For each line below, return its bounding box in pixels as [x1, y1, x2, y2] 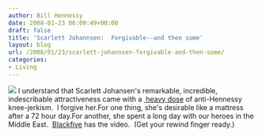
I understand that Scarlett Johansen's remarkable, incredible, [17, 86, 218, 95]
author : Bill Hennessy [8, 11, 83, 20]
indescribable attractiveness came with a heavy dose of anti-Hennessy [8, 94, 243, 104]
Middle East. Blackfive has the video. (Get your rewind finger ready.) [8, 120, 235, 129]
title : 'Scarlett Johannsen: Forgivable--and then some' [8, 33, 203, 42]
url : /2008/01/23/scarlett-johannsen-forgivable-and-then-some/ [8, 48, 225, 56]
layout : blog [8, 41, 51, 49]
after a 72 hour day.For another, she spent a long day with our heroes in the [8, 111, 255, 120]
